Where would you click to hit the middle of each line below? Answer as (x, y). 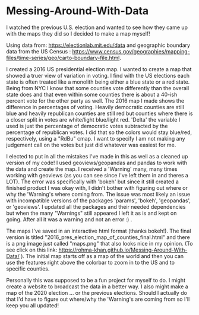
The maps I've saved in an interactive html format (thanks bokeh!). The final (99, 231)
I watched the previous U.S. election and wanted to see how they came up (97, 27)
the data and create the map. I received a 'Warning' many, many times (92, 169)
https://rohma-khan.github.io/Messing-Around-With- (123, 250)
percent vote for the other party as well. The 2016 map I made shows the (95, 101)
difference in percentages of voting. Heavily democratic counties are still (95, 107)
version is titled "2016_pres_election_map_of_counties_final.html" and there (98, 237)
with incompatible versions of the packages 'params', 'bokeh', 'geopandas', (99, 201)
